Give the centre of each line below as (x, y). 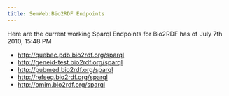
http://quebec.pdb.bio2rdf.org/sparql (71, 55)
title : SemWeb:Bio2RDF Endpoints (56, 14)
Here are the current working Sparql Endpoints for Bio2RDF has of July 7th (115, 34)
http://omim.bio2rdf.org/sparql (61, 84)
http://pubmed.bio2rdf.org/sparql (65, 69)
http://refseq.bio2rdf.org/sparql (63, 77)
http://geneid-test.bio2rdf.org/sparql (70, 62)
